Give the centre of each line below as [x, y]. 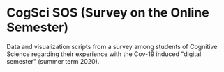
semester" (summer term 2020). [53, 61]
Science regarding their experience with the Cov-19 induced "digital [104, 54]
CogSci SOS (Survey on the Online [108, 13]
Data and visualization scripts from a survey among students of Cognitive [112, 46]
